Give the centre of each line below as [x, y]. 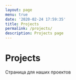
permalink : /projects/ [29, 29]
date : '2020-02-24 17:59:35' [35, 19]
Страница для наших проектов [38, 72]
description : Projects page [34, 33]
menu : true [16, 15]
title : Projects [22, 24]
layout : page [19, 10]
